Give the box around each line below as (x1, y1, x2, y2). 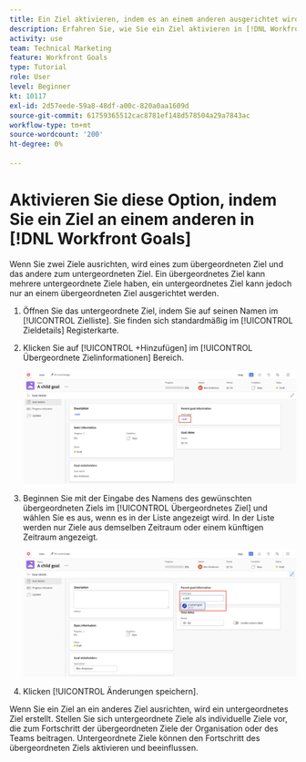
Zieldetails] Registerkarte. (22, 324, 120, 335)
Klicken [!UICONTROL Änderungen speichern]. (22, 686, 199, 697)
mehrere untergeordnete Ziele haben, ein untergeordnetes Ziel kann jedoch (9, 278, 292, 289)
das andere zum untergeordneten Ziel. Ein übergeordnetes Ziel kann (9, 268, 266, 279)
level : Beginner (9, 82, 71, 91)
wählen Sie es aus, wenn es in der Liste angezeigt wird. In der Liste (22, 512, 275, 523)
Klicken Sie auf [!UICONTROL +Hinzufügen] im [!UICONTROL (22, 342, 253, 353)
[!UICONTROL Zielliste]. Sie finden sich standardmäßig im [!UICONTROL (22, 314, 293, 325)
